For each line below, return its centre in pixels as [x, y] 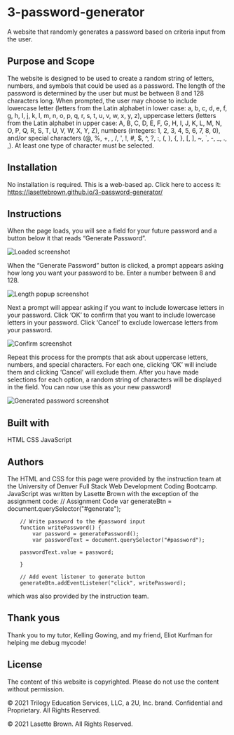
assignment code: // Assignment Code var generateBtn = [90, 501]
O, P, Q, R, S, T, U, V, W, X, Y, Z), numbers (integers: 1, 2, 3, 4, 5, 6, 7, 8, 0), [114, 130]
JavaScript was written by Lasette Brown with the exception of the [103, 494]
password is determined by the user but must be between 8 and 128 [106, 93]
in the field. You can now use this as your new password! [89, 387]
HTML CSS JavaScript [40, 440]
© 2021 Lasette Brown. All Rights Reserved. [70, 724]
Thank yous [34, 618]
